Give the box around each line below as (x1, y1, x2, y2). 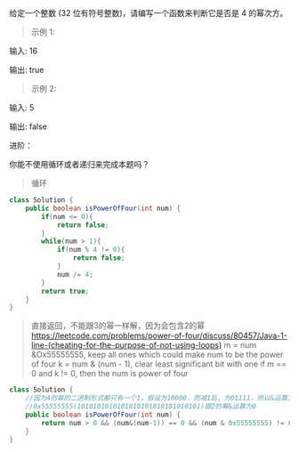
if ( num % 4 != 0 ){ (56, 246, 125, 254)
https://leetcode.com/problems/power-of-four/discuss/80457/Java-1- (30, 330, 287, 341)
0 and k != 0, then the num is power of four (30, 368, 189, 379)
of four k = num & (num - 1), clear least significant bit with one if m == (30, 359, 287, 369)
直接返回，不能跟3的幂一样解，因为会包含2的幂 (30, 320, 205, 331)
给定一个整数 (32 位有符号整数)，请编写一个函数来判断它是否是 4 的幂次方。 (9, 8, 288, 18)
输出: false (9, 121, 47, 132)
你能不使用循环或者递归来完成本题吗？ (9, 159, 149, 169)
